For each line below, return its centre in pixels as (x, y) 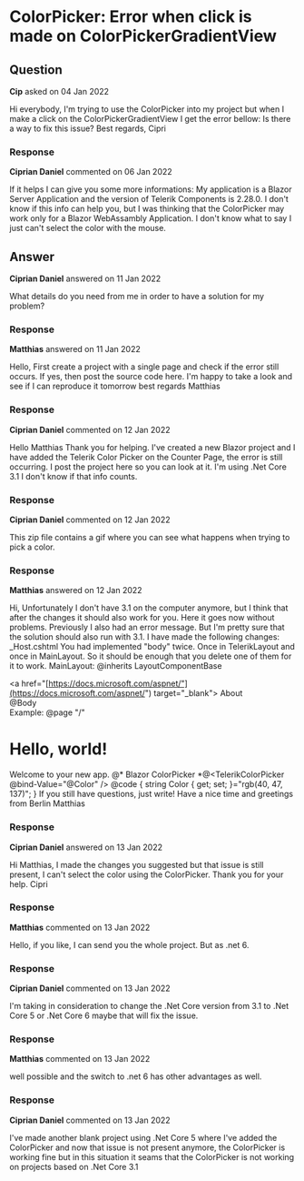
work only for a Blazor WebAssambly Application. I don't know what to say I (151, 218)
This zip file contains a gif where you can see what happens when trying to (150, 537)
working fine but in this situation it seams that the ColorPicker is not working (152, 1156)
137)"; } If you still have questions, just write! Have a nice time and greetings (152, 794)
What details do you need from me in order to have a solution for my (137, 297)
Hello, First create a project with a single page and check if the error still (144, 367)
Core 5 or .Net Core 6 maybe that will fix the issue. (104, 1015)
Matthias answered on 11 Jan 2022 (75, 349)
